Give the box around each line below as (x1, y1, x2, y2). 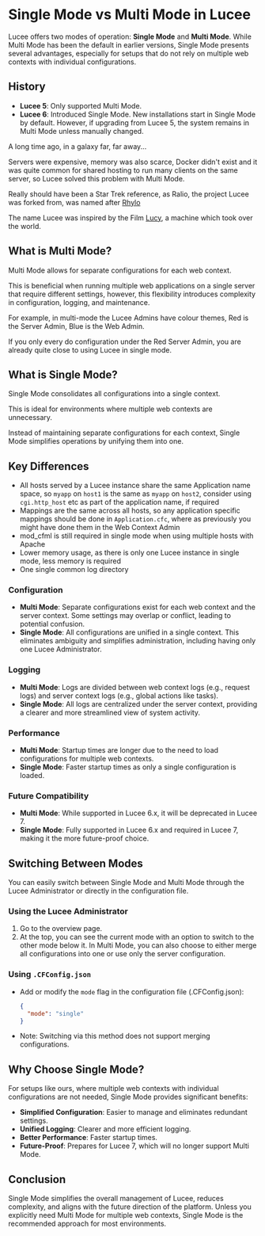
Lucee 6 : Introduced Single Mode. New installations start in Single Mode (19, 109, 256, 119)
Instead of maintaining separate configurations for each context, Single (8, 428, 240, 437)
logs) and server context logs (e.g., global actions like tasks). (19, 691, 219, 700)
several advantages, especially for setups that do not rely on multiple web (8, 48, 249, 58)
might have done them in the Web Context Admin (19, 523, 180, 532)
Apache (19, 540, 46, 549)
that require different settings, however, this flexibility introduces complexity (8, 289, 256, 299)
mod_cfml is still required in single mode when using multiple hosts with (19, 531, 254, 540)
